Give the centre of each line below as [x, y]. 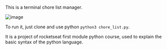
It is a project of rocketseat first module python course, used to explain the [83, 37]
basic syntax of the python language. [44, 42]
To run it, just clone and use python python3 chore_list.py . [67, 27]
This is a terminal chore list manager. [44, 7]
